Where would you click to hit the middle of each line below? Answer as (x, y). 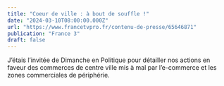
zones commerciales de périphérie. (59, 75)
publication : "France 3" (44, 33)
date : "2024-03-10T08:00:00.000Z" (58, 20)
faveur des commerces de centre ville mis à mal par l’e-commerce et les (112, 68)
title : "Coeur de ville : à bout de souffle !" (79, 14)
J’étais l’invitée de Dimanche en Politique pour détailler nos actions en (109, 60)
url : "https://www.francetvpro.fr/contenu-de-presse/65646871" (102, 27)
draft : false (26, 40)
